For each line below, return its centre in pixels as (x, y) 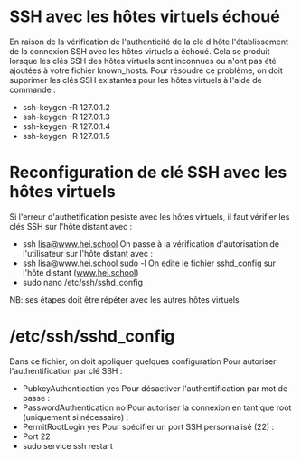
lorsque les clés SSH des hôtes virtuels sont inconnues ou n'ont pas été (143, 61)
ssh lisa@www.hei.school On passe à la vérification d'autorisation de (151, 244)
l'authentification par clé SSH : (66, 370)
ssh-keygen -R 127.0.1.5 (66, 136)
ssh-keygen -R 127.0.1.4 (66, 126)
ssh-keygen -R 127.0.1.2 (66, 107)
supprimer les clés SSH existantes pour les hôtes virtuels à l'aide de (136, 80)
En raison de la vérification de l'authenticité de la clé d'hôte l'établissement (149, 42)
